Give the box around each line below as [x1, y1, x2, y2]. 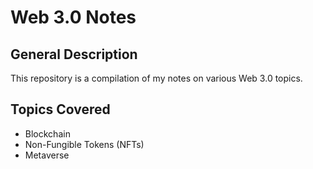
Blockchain [24, 127, 71, 140]
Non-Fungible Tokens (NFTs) [24, 138, 145, 150]
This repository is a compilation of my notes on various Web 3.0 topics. [10, 72, 303, 84]
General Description [10, 46, 138, 63]
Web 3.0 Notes [10, 6, 137, 29]
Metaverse [24, 149, 70, 161]
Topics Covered [10, 101, 111, 118]
